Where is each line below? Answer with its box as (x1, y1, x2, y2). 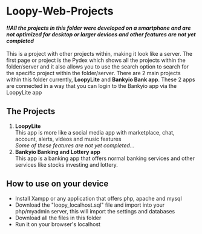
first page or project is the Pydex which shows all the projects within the (6, 56, 186, 64)
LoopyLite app (6, 89, 42, 96)
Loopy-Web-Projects (6, 4, 114, 18)
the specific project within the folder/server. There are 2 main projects (6, 69, 181, 76)
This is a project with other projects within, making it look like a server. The (6, 50, 192, 57)
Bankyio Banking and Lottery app (15, 148, 101, 155)
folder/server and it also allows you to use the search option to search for (6, 62, 189, 70)
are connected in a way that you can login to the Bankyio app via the (6, 82, 177, 89)
